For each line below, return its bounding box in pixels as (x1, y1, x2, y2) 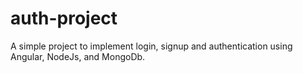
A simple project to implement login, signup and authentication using (10, 40, 293, 52)
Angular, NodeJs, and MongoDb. (10, 50, 146, 62)
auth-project (10, 7, 118, 30)
